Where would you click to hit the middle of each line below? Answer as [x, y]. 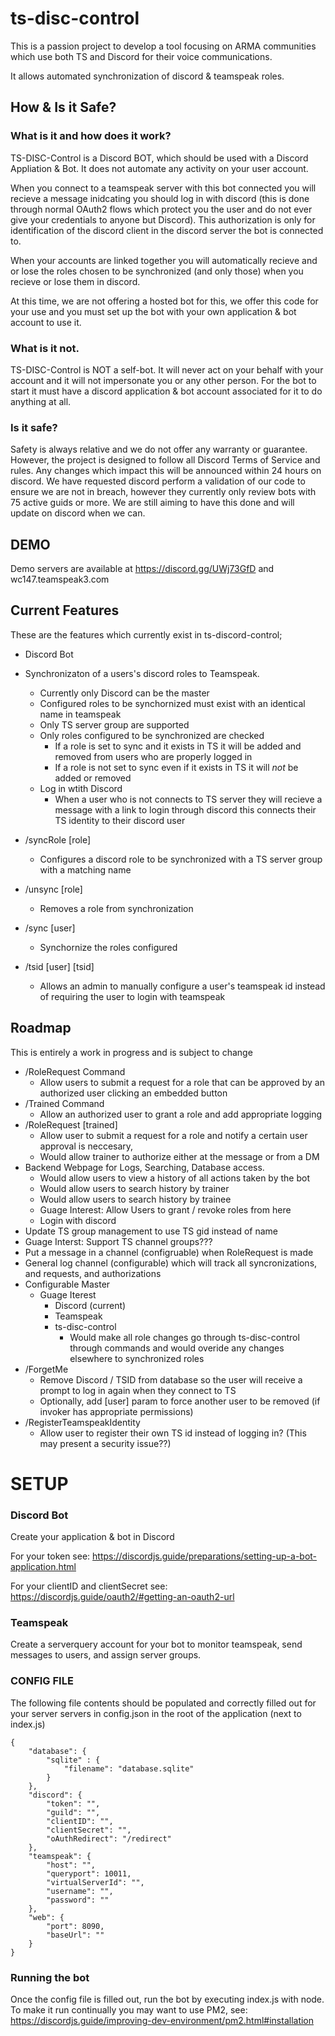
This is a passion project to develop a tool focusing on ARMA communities [163, 46]
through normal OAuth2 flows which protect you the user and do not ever [161, 209]
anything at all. [41, 401]
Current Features [65, 610]
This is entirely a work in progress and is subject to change [131, 1052]
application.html [43, 1567]
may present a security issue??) [105, 1443]
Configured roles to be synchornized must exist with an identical [172, 703]
